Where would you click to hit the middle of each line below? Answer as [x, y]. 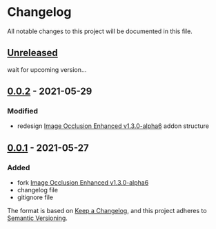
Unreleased [33, 53]
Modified [23, 111]
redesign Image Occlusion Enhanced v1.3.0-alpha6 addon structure [113, 126]
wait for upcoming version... [47, 69]
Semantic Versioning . [37, 218]
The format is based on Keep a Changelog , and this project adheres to [107, 211]
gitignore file [35, 197]
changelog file [38, 190]
